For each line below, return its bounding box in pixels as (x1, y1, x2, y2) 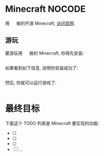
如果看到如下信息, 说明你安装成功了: (5, 65, 78, 71)
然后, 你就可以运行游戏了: (5, 80, 57, 86)
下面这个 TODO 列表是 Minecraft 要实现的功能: (5, 120, 100, 126)
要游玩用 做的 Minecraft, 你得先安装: (5, 50, 84, 56)
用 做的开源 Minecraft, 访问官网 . (5, 20, 75, 26)
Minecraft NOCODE (5, 3, 86, 15)
